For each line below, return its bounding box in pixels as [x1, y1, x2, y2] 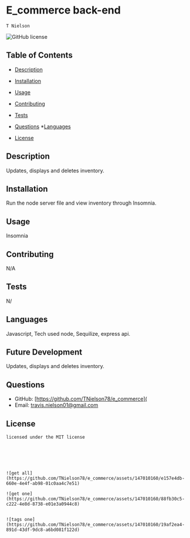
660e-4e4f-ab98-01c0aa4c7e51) [6, 480, 80, 487]
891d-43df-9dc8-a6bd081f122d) [6, 527, 80, 533]
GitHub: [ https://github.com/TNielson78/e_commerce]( [14, 395, 148, 403]
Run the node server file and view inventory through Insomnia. [6, 199, 157, 206]
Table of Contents [6, 51, 73, 61]
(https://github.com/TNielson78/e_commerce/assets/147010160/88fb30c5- [6, 496, 185, 502]
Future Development [6, 347, 83, 357]
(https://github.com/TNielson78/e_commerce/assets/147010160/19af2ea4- [6, 522, 185, 528]
